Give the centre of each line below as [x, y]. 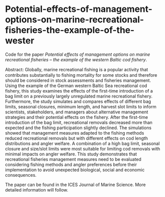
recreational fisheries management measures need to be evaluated [73, 159]
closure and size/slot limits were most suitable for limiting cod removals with [83, 148]
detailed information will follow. [37, 190]
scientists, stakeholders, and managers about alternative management [77, 112]
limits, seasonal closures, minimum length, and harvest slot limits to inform [81, 106]
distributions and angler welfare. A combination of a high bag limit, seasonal [82, 143]
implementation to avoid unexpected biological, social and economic [75, 170]
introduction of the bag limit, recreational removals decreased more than [79, 122]
